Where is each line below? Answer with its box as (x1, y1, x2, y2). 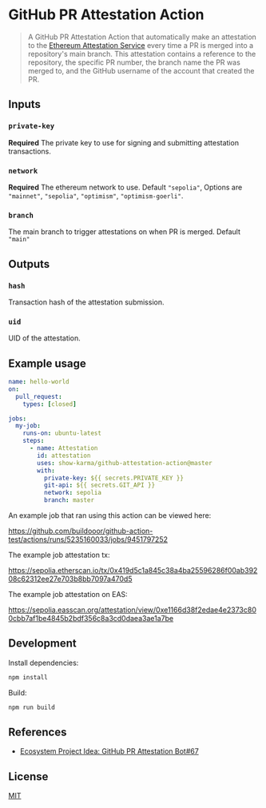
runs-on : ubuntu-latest (22, 429, 102, 437)
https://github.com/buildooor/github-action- (8, 526, 153, 536)
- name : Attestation (29, 444, 98, 452)
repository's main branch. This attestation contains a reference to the (27, 49, 256, 58)
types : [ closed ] (22, 400, 77, 408)
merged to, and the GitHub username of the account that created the (27, 66, 255, 75)
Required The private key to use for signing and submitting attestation (8, 137, 240, 147)
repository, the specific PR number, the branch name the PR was (27, 58, 241, 67)
